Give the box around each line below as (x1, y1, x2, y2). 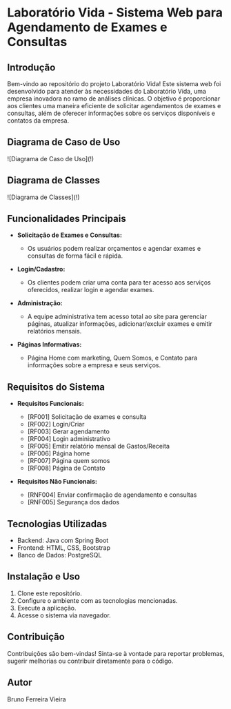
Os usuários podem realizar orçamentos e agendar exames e (27, 245, 201, 253)
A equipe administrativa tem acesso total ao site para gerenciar (27, 312, 208, 321)
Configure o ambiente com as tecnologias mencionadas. (17, 596, 178, 604)
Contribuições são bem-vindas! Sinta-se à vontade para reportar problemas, (7, 649, 225, 657)
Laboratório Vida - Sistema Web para (7, 5, 223, 21)
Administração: (17, 299, 63, 307)
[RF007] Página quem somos (27, 457, 110, 465)
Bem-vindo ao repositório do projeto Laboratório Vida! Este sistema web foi (7, 80, 221, 88)
